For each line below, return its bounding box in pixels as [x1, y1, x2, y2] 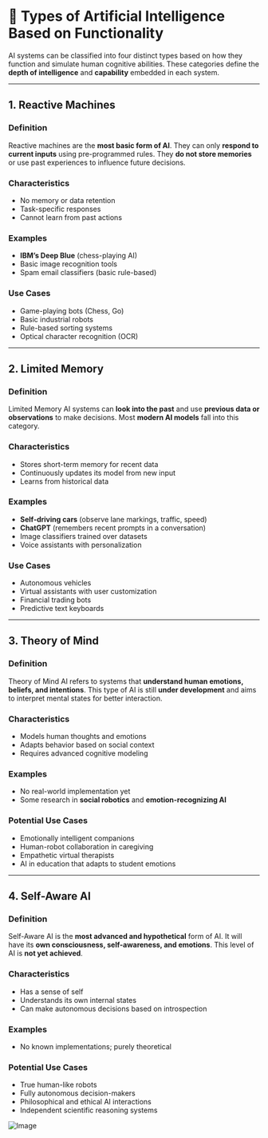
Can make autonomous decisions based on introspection [19, 1004, 207, 1013]
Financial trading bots [19, 595, 92, 605]
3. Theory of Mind [8, 634, 100, 648]
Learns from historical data [19, 476, 109, 486]
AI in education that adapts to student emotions [19, 859, 176, 868]
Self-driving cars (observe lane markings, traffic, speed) [19, 514, 207, 524]
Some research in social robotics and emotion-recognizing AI [19, 795, 227, 805]
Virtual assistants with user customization [19, 587, 157, 597]
